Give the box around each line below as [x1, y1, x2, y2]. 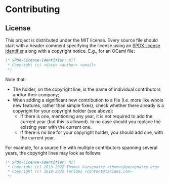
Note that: [5, 76, 26, 82]
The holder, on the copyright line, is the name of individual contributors [12, 86, 161, 92]
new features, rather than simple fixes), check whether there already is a [12, 102, 164, 108]
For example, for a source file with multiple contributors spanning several [5, 144, 158, 151]
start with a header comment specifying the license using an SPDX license [5, 43, 160, 49]
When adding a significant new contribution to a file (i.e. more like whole [12, 97, 163, 103]
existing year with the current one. [20, 124, 92, 130]
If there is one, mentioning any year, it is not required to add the [20, 113, 153, 119]
